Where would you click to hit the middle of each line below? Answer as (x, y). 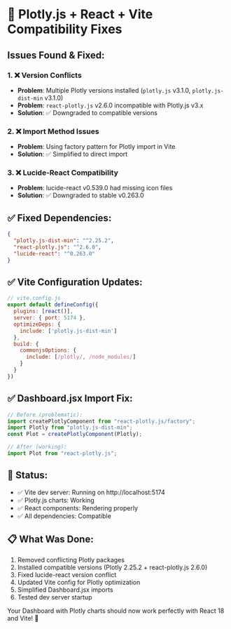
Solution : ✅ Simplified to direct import (72, 154)
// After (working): (37, 447)
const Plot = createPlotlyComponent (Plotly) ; (75, 435)
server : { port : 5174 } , (50, 318)
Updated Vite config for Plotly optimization (79, 582)
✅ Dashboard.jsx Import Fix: (70, 398)
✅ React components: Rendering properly (78, 508)
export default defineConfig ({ (53, 305)
